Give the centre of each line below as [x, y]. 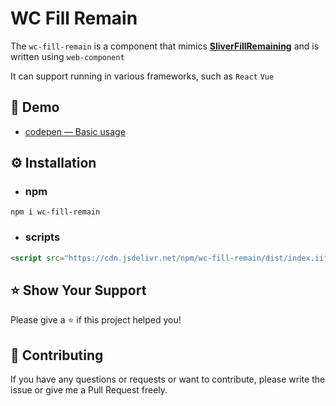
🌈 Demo [35, 107]
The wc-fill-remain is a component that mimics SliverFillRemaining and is [165, 46]
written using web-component [67, 56]
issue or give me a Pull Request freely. [89, 390]
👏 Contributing [57, 355]
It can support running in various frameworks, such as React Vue [142, 76]
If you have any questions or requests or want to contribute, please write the [168, 379]
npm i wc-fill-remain [55, 212]
